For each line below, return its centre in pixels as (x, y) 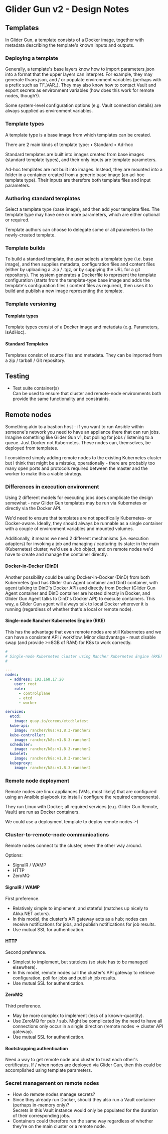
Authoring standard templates (43, 198)
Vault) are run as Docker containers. (43, 812)
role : (20, 689)
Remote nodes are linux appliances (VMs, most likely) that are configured (81, 792)
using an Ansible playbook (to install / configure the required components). (83, 797)
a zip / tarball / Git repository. (35, 360)
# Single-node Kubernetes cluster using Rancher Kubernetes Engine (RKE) (84, 656)
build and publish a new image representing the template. (65, 291)
